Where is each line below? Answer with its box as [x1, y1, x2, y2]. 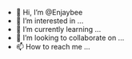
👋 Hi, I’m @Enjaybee [15, 8, 83, 17]
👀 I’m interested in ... [15, 16, 84, 26]
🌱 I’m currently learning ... [15, 25, 102, 33]
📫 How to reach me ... [15, 42, 90, 51]
